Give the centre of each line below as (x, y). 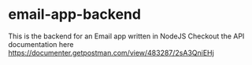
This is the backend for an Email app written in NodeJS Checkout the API (126, 36)
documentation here (41, 44)
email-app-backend (75, 14)
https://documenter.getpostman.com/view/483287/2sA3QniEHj (111, 52)
